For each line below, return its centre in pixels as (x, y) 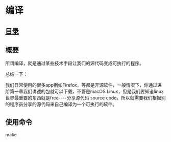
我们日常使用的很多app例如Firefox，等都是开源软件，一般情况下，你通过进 (84, 85)
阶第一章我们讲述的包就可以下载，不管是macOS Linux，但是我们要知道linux (85, 92)
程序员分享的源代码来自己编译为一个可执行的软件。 (63, 104)
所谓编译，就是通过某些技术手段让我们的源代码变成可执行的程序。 (75, 63)
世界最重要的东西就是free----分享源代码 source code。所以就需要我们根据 (83, 98)
